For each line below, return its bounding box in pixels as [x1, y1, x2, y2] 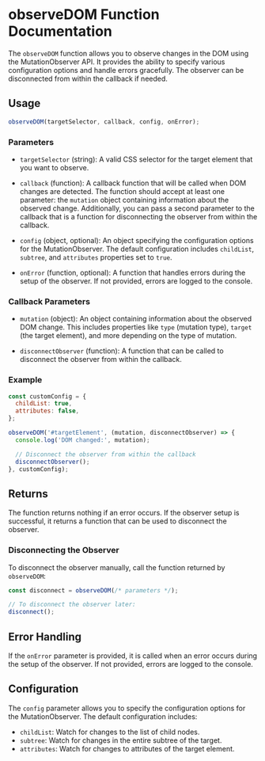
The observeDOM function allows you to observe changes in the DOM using [8, 48, 249, 58]
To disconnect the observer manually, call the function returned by [8, 562, 225, 572]
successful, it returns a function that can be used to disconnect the [8, 516, 227, 526]
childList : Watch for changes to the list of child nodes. [19, 727, 200, 736]
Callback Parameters [8, 295, 91, 306]
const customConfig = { [8, 392, 87, 401]
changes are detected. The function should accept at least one [19, 186, 225, 196]
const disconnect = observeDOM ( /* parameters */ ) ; [8, 586, 179, 595]
